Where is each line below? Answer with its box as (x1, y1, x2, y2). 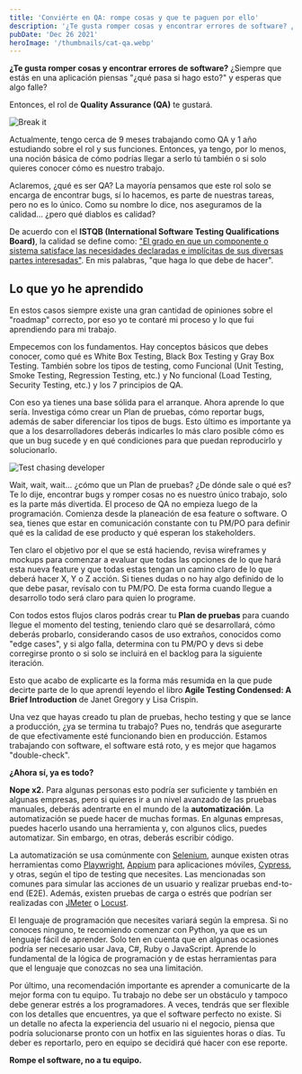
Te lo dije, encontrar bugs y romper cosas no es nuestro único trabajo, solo (9, 489, 288, 500)
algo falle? (9, 82, 48, 93)
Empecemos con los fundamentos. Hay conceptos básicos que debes (9, 342, 269, 352)
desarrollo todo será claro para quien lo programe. (9, 592, 196, 603)
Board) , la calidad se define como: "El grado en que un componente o (9, 235, 269, 247)
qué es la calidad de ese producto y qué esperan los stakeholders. (9, 528, 256, 538)
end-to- (263, 878, 293, 890)
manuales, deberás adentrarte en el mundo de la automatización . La (9, 803, 264, 814)
